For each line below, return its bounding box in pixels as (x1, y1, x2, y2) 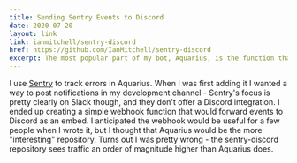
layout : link (9, 29, 57, 38)
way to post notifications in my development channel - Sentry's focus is (9, 87, 270, 98)
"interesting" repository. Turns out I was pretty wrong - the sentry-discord (9, 134, 279, 144)
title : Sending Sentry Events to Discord (9, 12, 164, 22)
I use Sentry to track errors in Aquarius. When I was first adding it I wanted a (9, 78, 287, 88)
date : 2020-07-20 (9, 21, 73, 30)
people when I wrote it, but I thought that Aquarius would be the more (9, 125, 263, 135)
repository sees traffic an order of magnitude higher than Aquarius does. (9, 144, 274, 154)
